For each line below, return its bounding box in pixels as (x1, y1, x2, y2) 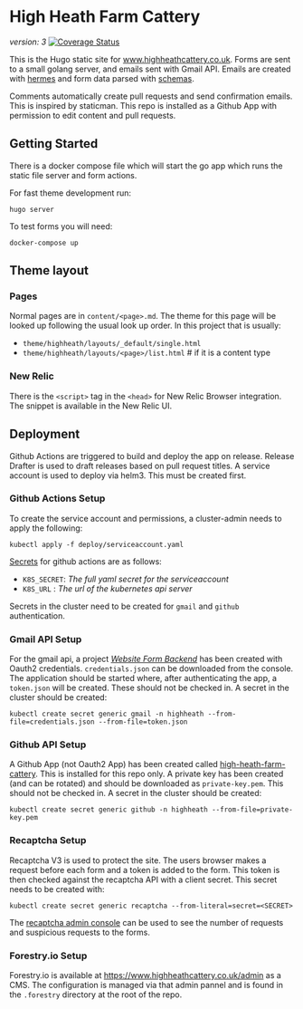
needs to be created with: (9, 883, 105, 894)
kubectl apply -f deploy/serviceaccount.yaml (9, 540, 184, 549)
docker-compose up (9, 238, 79, 247)
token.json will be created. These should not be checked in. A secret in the (9, 682, 289, 694)
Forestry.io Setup (9, 949, 88, 962)
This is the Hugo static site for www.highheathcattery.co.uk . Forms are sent (9, 53, 291, 64)
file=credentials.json (9, 717, 95, 726)
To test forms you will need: (9, 220, 113, 232)
